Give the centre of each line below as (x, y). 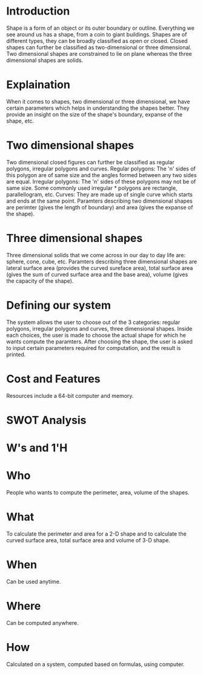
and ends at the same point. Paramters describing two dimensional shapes (99, 201)
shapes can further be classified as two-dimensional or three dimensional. (99, 47)
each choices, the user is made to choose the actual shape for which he (96, 335)
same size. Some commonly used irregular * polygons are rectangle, (92, 188)
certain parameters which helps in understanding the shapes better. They (98, 108)
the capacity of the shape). (40, 281)
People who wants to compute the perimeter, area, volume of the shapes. (98, 492)
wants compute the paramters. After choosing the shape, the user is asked (99, 342)
